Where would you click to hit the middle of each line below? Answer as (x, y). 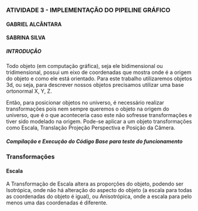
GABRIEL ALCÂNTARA (34, 24)
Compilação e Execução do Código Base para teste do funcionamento (95, 141)
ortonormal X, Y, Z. (29, 91)
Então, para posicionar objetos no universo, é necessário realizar (85, 103)
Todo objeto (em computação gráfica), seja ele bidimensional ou (85, 66)
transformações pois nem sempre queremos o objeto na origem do (88, 109)
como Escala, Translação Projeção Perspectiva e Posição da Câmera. (91, 128)
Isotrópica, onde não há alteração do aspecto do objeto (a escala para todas (99, 190)
